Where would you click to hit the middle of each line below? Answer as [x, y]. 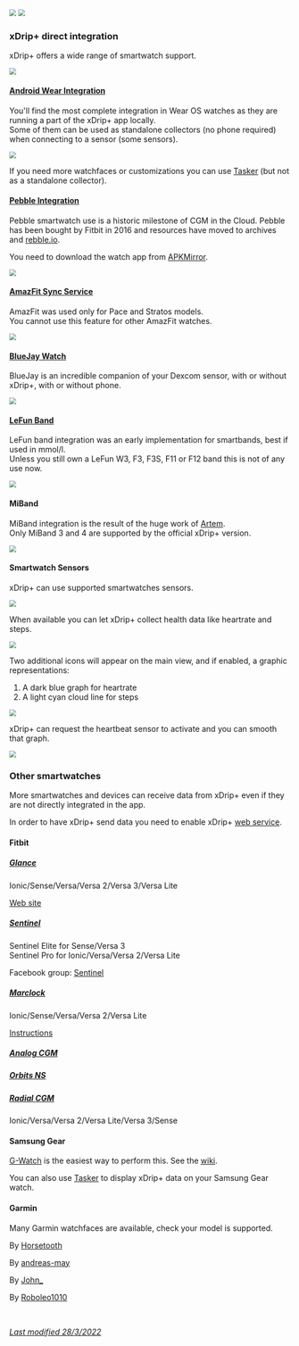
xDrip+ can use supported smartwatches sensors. [101, 587]
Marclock [28, 993]
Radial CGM [32, 1098]
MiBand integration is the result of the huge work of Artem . [117, 523]
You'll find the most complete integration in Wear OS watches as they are [144, 111]
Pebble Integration [45, 201]
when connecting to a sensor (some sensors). [94, 139]
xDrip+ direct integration [64, 36]
